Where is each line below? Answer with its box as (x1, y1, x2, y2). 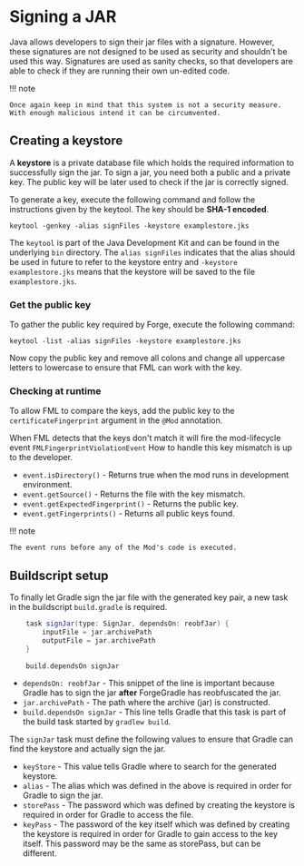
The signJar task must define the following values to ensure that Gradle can (9, 733, 293, 745)
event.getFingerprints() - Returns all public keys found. (22, 508, 236, 519)
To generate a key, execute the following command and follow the (9, 193, 256, 205)
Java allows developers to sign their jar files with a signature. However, (9, 36, 275, 47)
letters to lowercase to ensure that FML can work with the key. (9, 362, 242, 373)
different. (22, 848, 57, 859)
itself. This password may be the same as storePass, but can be (22, 838, 261, 850)
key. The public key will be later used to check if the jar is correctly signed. (9, 176, 289, 187)
